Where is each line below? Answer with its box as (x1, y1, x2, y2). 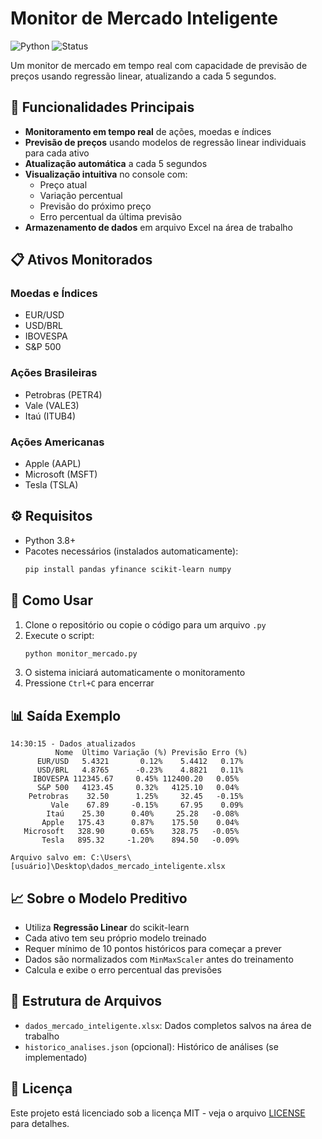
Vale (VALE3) (24, 399, 80, 411)
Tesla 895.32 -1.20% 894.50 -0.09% (41, 835, 240, 846)
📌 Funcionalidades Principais (10, 99, 195, 116)
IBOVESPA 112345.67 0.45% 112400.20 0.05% (32, 774, 240, 784)
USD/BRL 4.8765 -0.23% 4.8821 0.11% (36, 765, 244, 776)
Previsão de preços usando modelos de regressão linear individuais (24, 136, 307, 148)
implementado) (24, 1051, 88, 1063)
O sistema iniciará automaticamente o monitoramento (24, 667, 246, 679)
